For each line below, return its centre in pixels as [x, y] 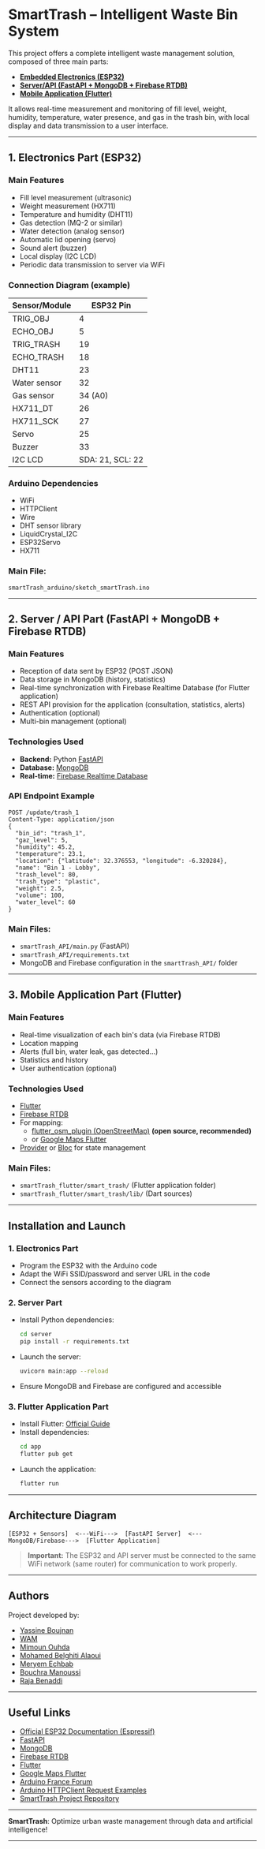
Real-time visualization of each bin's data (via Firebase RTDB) [120, 1034]
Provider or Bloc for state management [82, 1148]
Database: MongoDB [54, 768]
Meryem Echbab [46, 1664]
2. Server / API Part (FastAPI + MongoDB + [114, 619]
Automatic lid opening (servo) [68, 239]
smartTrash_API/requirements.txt [75, 955]
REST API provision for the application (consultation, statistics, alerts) [132, 704]
